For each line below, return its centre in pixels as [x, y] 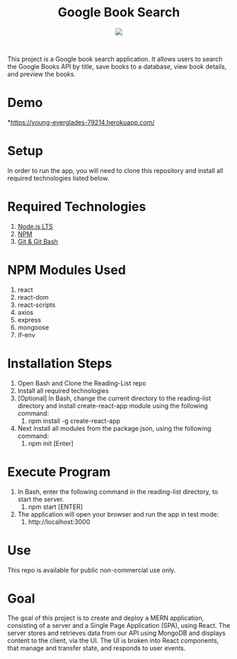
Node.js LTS [35, 226]
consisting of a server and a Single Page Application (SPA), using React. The [119, 626]
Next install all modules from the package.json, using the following [114, 428]
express [29, 320]
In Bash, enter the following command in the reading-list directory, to [118, 491]
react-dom [33, 297]
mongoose [33, 327]
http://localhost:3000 [59, 522]
